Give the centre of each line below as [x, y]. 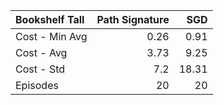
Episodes [37, 85]
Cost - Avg [41, 52]
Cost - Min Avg [51, 36]
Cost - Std [40, 69]
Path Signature [133, 19]
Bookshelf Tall [50, 19]
